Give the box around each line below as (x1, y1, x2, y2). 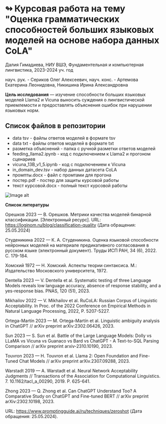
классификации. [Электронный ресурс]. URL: (5, 217, 102, 223)
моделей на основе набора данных (5, 35, 160, 46)
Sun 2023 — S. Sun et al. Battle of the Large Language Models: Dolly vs (5, 333, 152, 339)
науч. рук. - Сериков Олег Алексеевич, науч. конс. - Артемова (5, 77, 139, 83)
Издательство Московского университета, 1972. (5, 267, 108, 273)
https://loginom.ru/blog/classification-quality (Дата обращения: (5, 222, 136, 228)
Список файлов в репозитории (5, 122, 106, 130)
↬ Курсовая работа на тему (5, 3, 125, 14)
